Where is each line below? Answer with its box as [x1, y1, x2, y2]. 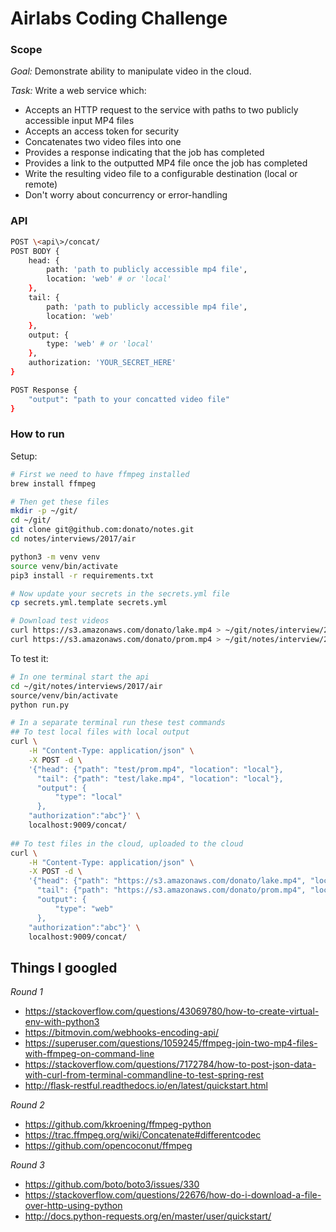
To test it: [10, 652, 49, 664]
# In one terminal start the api [10, 672, 150, 682]
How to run [10, 427, 65, 441]
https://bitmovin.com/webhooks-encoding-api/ [24, 1027, 219, 1039]
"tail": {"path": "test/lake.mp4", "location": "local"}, [36, 773, 284, 784]
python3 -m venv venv [10, 552, 101, 562]
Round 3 [10, 1159, 45, 1171]
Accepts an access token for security [24, 125, 180, 137]
